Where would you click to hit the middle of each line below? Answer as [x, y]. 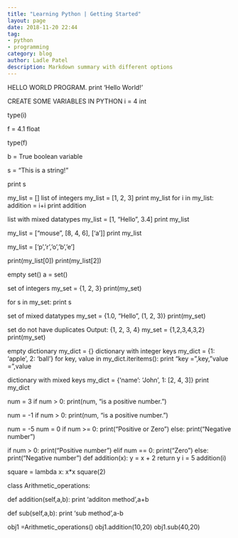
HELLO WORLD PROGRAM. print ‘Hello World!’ [75, 87]
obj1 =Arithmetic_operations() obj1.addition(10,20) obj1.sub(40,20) [104, 527]
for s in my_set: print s [40, 302]
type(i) [17, 115]
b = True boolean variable [45, 156]
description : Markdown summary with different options [90, 67]
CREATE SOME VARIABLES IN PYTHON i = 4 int [77, 101]
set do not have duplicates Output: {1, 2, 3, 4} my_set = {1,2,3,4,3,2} [106, 329]
